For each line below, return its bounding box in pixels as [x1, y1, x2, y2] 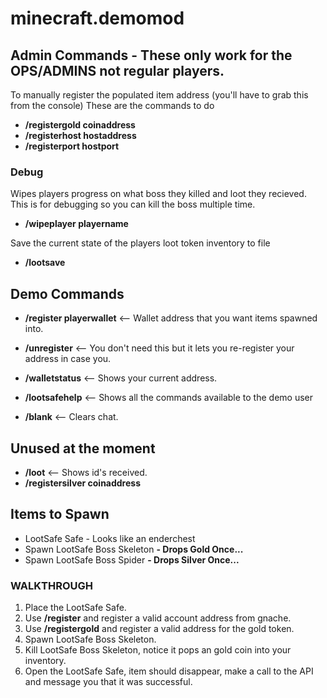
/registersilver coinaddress [24, 477, 142, 489]
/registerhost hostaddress [24, 130, 137, 141]
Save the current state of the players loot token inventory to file [10, 237, 271, 249]
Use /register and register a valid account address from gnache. [24, 612, 292, 624]
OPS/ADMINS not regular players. [10, 62, 225, 79]
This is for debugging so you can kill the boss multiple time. [10, 198, 256, 211]
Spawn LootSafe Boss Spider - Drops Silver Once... [24, 553, 240, 566]
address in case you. [24, 353, 112, 365]
